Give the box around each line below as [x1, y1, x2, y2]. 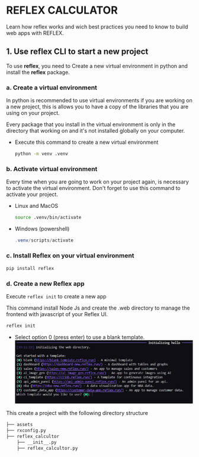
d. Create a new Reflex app [6, 279, 85, 288]
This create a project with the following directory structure [6, 410, 148, 417]
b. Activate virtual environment [6, 165, 98, 173]
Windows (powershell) [14, 226, 70, 233]
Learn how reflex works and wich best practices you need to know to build [6, 23, 188, 30]
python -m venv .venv [14, 151, 68, 157]
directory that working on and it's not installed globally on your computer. [6, 127, 185, 134]
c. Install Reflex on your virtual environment [6, 251, 134, 259]
